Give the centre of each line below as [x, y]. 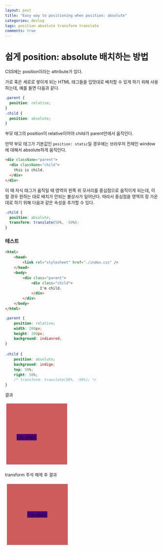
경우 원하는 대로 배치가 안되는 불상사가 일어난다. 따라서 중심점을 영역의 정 [80, 196]
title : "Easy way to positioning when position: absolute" [66, 15]
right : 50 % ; [26, 375]
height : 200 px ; [29, 334]
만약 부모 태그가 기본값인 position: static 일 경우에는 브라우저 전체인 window [80, 144]
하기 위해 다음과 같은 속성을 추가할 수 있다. [54, 202]
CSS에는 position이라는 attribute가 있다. [44, 72]
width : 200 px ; [28, 328]
